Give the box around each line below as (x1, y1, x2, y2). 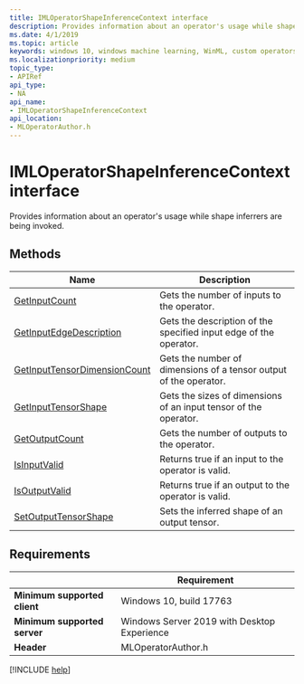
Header (14, 641, 47, 653)
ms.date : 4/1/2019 (9, 30, 79, 39)
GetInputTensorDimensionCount (14, 363, 151, 375)
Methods (9, 246, 62, 262)
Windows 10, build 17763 (120, 594, 233, 607)
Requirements (9, 546, 90, 562)
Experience (120, 626, 169, 639)
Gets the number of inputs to (159, 289, 282, 301)
